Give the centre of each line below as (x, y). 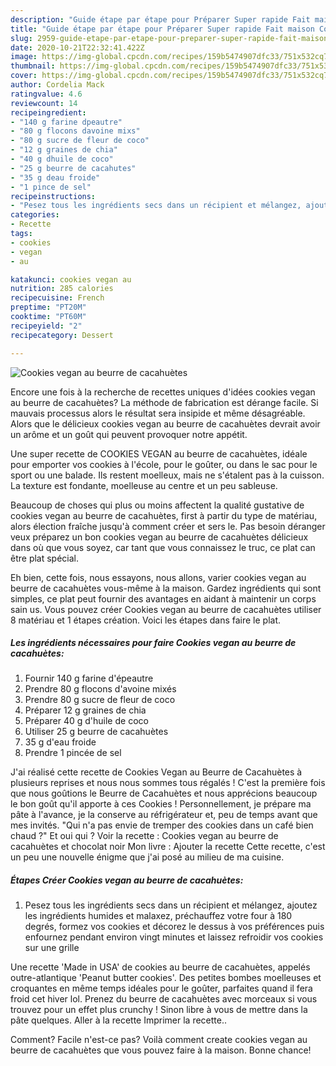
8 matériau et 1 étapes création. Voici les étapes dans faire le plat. (146, 620)
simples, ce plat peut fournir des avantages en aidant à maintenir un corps (163, 598)
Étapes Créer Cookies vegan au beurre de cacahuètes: (127, 880)
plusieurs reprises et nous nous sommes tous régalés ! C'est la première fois (168, 783)
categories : (35, 215)
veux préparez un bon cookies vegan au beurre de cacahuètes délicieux (159, 537)
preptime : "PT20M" (48, 307)
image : (24, 57)
